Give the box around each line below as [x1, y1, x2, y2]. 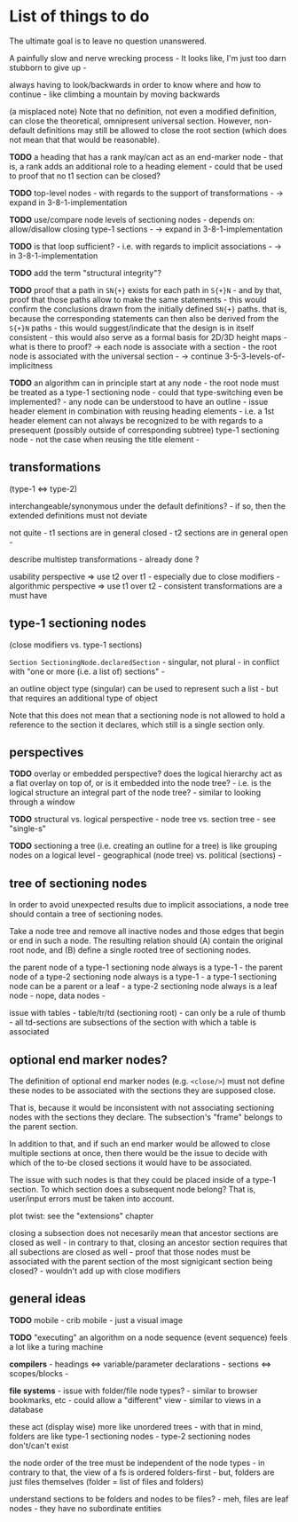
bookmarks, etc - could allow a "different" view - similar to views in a [9, 1394, 262, 1405]
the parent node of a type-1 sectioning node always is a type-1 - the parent [9, 962, 283, 973]
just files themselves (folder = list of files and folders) [9, 1476, 204, 1486]
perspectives [9, 744, 84, 760]
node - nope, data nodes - [9, 990, 106, 1001]
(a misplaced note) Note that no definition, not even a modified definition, [9, 106, 277, 116]
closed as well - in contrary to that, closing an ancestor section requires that [9, 1237, 288, 1248]
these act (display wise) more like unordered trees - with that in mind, [9, 1421, 263, 1431]
